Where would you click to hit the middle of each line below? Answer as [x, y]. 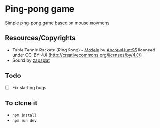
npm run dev [24, 121]
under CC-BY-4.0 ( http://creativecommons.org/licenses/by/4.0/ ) [77, 55]
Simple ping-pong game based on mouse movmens [57, 23]
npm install [24, 115]
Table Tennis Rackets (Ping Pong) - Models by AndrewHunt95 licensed [84, 50]
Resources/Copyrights [40, 38]
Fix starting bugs [29, 87]
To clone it [21, 103]
